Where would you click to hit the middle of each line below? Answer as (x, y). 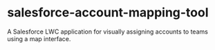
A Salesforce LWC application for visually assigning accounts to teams (108, 32)
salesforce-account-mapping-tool (108, 13)
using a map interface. (39, 38)
